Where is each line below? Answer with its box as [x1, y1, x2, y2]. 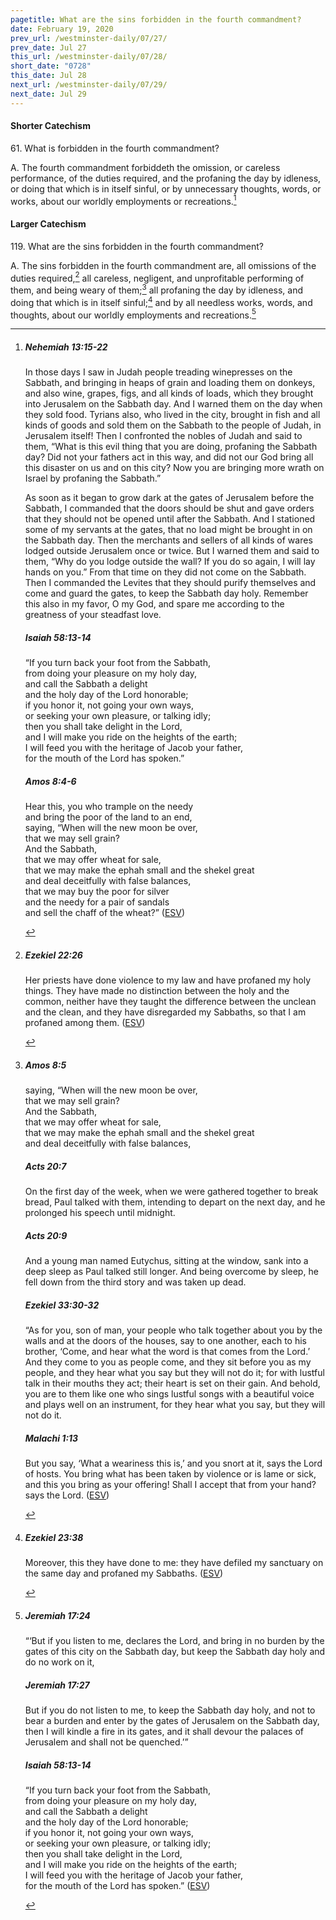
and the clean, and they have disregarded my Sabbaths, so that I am [24, 1006, 307, 1018]
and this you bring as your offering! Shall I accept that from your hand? [24, 1479, 317, 1491]
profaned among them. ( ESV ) [24, 1017, 146, 1029]
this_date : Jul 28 [10, 71, 87, 81]
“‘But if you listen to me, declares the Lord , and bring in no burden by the [24, 1634, 325, 1646]
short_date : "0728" [10, 61, 92, 71]
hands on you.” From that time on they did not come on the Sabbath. [24, 566, 307, 578]
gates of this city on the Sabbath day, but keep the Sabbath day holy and [24, 1645, 326, 1657]
